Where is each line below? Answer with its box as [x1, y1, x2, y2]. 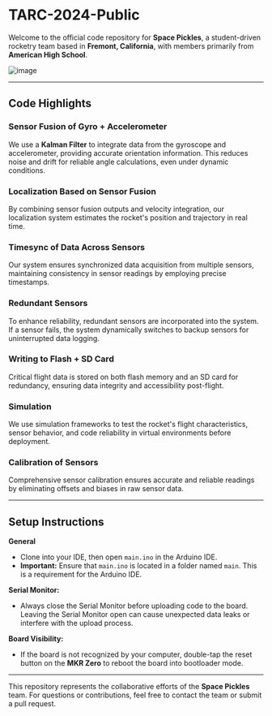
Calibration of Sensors [8, 457, 99, 468]
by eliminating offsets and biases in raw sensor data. [8, 484, 185, 494]
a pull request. [8, 699, 57, 709]
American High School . [8, 50, 87, 59]
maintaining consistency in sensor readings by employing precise [8, 269, 227, 278]
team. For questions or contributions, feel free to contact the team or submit [8, 690, 262, 700]
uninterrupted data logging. [8, 333, 100, 343]
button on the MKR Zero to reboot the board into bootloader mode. [19, 658, 244, 668]
